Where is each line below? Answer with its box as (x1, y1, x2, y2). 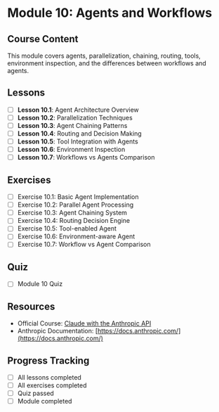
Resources (7, 300, 55, 312)
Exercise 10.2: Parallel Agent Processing (17, 200, 134, 209)
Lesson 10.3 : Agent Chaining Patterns (17, 121, 128, 129)
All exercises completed (17, 381, 87, 390)
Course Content (7, 33, 79, 45)
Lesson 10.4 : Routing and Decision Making (17, 129, 142, 138)
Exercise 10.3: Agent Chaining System (17, 209, 128, 217)
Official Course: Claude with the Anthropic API (17, 319, 152, 328)
